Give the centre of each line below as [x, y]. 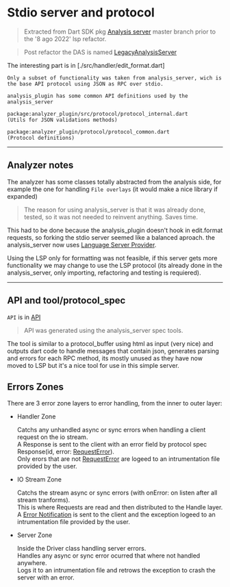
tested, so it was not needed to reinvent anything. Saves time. [111, 216]
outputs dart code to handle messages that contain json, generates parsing [113, 351]
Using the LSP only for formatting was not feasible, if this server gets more [112, 258]
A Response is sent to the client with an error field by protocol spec [112, 445]
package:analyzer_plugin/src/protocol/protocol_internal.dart [98, 114]
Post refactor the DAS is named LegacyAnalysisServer [100, 52]
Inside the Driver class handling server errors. [81, 549]
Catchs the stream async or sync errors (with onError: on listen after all [117, 493]
